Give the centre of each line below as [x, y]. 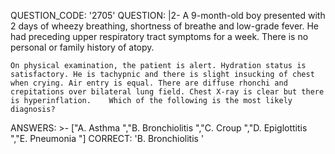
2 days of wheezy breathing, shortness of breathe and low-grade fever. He [164, 26]
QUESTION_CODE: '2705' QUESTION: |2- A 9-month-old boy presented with [168, 15]
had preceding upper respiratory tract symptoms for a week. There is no [159, 36]
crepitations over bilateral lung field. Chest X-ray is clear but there [167, 92]
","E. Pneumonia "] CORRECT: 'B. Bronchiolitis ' [107, 138]
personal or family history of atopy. [82, 47]
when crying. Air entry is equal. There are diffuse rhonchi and [149, 83]
